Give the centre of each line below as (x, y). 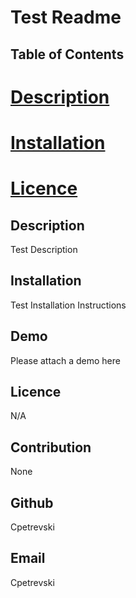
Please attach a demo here (65, 360)
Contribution (51, 447)
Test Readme (66, 17)
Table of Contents (67, 54)
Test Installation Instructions (68, 305)
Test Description (44, 249)
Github (32, 502)
